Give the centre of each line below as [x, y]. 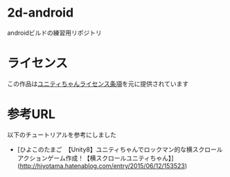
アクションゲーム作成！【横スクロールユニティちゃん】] [95, 158]
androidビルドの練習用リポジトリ [55, 32]
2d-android [41, 13]
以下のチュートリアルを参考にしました [62, 134]
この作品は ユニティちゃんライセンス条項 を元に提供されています [98, 84]
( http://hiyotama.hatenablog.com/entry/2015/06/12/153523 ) [102, 166]
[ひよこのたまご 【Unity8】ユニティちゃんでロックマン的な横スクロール [120, 149]
